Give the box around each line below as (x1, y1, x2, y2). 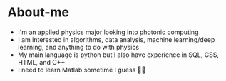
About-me (7, 4, 70, 21)
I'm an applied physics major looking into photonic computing (17, 28, 199, 36)
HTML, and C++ (17, 58, 66, 66)
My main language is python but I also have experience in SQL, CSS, (17, 50, 220, 59)
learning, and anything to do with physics (17, 43, 140, 51)
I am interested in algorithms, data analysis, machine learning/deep (17, 35, 215, 43)
